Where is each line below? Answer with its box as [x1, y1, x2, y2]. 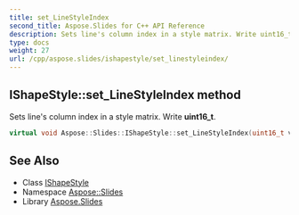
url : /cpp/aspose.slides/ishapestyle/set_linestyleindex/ [9, 54, 229, 63]
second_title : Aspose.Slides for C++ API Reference [9, 21, 205, 30]
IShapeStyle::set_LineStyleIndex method [9, 87, 242, 103]
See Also [9, 153, 60, 169]
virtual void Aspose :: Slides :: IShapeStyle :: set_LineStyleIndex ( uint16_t [9, 128, 285, 137]
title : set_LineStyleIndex [9, 12, 109, 22]
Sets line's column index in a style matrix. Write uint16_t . [9, 111, 216, 121]
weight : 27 [9, 46, 50, 55]
